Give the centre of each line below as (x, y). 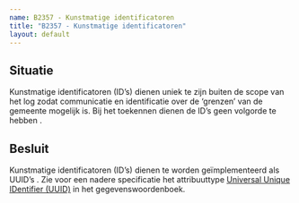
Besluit (29, 148)
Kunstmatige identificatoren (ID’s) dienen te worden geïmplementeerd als (145, 170)
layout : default (40, 34)
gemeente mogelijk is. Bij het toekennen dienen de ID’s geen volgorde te (143, 111)
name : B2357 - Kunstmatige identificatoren (92, 17)
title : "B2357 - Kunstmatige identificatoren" (98, 26)
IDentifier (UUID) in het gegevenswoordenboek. (97, 189)
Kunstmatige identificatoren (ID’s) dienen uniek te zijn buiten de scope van (147, 92)
